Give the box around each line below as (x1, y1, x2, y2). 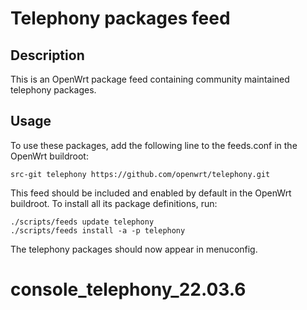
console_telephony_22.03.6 (10, 278, 247, 301)
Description (10, 47, 85, 64)
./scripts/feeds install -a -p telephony (10, 225, 186, 236)
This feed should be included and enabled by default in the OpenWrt (10, 187, 292, 199)
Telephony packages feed (10, 7, 231, 30)
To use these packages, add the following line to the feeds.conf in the (10, 139, 298, 151)
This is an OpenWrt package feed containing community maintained (10, 73, 290, 85)
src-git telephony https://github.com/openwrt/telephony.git (10, 169, 271, 179)
